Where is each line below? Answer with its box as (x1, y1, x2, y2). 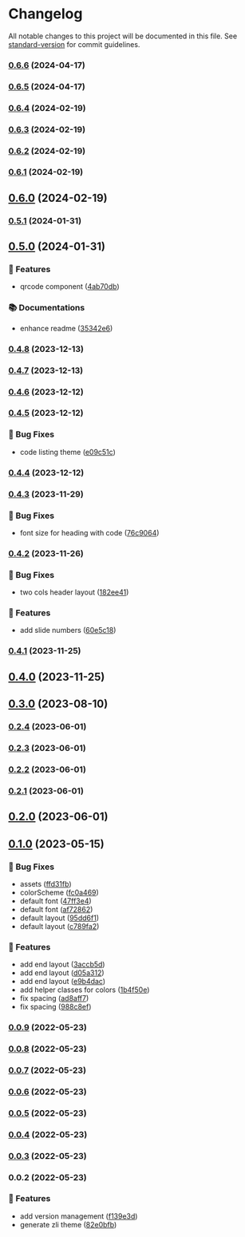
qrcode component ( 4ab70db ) (19, 282, 120, 291)
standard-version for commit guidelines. (8, 39, 140, 49)
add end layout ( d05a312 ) (19, 968, 105, 978)
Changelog (8, 5, 83, 23)
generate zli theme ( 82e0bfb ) (19, 1219, 117, 1229)
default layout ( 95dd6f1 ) (19, 913, 100, 923)
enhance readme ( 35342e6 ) (19, 323, 113, 333)
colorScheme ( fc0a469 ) (19, 887, 100, 897)
